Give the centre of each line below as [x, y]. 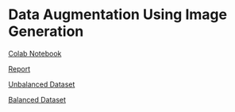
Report [19, 68]
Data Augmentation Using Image [118, 15]
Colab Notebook [35, 53]
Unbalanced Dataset [42, 84]
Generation [46, 31]
